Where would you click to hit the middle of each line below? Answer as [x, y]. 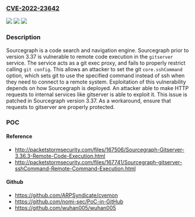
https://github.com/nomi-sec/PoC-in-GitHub [69, 201]
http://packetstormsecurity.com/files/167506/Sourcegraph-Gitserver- [100, 149]
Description [23, 37]
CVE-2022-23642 [33, 8]
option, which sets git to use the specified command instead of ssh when [95, 75]
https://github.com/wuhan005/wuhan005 [65, 208]
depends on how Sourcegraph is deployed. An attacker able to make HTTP [97, 88]
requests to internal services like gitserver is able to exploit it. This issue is [97, 94]
